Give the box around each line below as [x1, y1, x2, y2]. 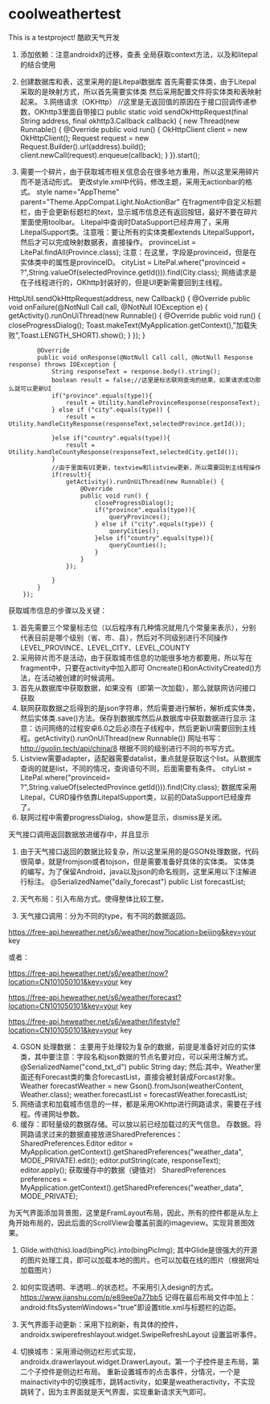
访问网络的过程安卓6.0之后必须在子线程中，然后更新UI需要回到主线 [34, 723, 256, 733]
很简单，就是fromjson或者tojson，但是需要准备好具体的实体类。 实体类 [19, 857, 256, 866]
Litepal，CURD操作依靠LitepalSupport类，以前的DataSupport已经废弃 [19, 792, 252, 802]
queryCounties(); [108, 541, 167, 549]
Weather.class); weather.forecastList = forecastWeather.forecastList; [19, 1089, 248, 1099]
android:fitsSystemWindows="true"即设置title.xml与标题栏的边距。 [19, 1302, 241, 1312]
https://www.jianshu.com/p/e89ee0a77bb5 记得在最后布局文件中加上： [19, 1292, 256, 1302]
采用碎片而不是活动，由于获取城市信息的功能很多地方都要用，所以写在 [19, 653, 253, 663]
